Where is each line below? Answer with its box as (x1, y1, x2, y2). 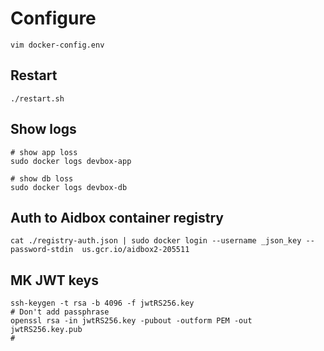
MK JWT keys (10, 272, 99, 289)
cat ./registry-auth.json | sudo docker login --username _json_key (10, 236, 302, 246)
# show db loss (10, 173, 74, 184)
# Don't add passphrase (10, 307, 110, 317)
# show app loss (10, 147, 78, 157)
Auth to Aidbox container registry (10, 209, 224, 226)
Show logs (10, 121, 77, 138)
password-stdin (10, 245, 74, 255)
